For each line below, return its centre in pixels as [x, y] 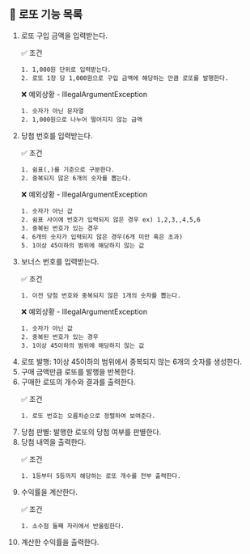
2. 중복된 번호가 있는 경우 [60, 337]
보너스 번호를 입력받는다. [60, 261]
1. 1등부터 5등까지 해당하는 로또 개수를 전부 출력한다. [101, 476]
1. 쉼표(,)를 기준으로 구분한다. [68, 169]
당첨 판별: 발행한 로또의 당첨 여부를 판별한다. [91, 432]
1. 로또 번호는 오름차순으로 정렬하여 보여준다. [88, 416]
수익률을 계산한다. [49, 492]
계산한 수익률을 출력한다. [60, 542]
